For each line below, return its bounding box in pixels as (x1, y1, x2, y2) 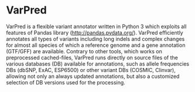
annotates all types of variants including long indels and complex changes (6, 35, 185, 42)
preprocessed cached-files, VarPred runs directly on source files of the (6, 54, 179, 61)
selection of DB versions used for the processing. (6, 79, 126, 86)
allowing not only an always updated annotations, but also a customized (6, 73, 180, 80)
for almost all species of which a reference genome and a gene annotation (6, 42, 186, 49)
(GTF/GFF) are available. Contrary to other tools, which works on (6, 47, 162, 54)
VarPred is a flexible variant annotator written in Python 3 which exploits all (6, 23, 187, 30)
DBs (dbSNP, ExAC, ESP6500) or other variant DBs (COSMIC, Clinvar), (6, 66, 176, 73)
